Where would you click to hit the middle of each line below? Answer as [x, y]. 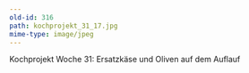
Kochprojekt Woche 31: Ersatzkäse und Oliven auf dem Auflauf [125, 60]
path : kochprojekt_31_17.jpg [64, 26]
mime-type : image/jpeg [52, 34]
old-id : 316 [31, 17]
